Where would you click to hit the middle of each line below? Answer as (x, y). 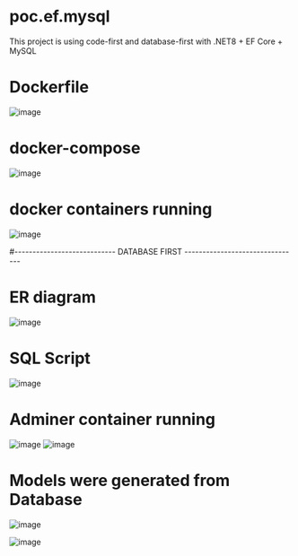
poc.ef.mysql (60, 17)
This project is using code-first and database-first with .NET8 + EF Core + (146, 41)
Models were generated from (120, 480)
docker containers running (111, 209)
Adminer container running (113, 419)
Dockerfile (49, 87)
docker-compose (75, 148)
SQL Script (50, 358)
